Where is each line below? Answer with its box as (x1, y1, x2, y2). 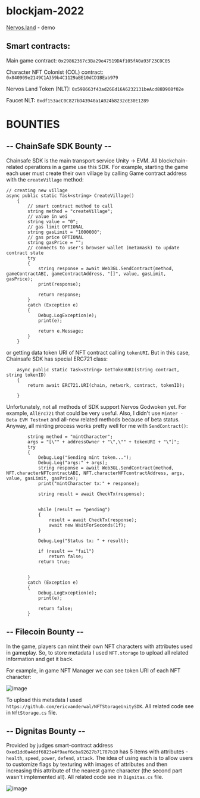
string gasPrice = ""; (27, 239, 84, 245)
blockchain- (158, 157, 188, 164)
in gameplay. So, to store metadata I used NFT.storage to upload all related (6, 649, 189, 656)
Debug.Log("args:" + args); (37, 459, 108, 465)
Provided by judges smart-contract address (6, 742, 113, 749)
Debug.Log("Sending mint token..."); (37, 454, 132, 461)
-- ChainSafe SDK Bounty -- (6, 141, 112, 151)
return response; (37, 292, 82, 298)
